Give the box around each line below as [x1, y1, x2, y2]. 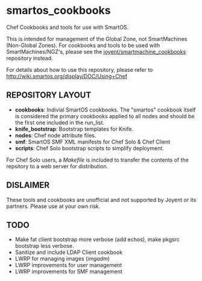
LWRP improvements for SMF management [14, 268, 122, 275]
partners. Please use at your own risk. [6, 203, 101, 210]
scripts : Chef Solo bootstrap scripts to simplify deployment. [14, 144, 165, 151]
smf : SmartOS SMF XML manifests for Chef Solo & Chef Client [14, 138, 171, 145]
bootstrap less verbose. [14, 242, 74, 250]
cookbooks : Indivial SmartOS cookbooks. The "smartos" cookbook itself [14, 106, 196, 113]
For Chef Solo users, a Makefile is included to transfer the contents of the [6, 156, 189, 163]
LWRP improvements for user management [14, 262, 122, 269]
